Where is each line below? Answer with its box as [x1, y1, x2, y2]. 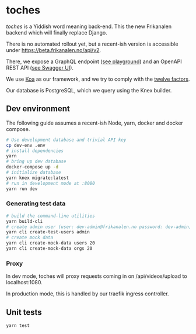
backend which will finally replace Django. [6, 29, 107, 36]
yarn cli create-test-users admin [6, 229, 90, 235]
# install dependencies [6, 147, 64, 154]
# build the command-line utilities [6, 213, 95, 219]
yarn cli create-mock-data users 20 [6, 240, 95, 246]
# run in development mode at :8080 [6, 180, 95, 186]
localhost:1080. [6, 279, 43, 286]
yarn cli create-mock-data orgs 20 [6, 246, 93, 252]
